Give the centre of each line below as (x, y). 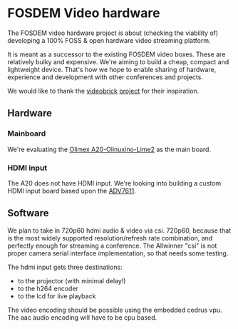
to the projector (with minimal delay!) (72, 280)
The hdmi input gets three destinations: (65, 267)
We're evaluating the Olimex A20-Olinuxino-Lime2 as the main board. (109, 149)
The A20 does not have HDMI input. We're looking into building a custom (114, 183)
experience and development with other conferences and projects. (105, 77)
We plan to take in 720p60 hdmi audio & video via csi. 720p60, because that (119, 231)
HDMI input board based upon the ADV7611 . (72, 191)
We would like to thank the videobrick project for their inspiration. (103, 91)
